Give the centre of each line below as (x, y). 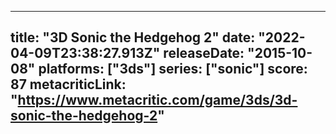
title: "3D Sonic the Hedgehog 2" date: (133, 37)
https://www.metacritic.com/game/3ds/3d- (157, 100)
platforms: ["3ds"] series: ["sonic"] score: (173, 69)
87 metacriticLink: (68, 84)
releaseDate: (204, 53)
